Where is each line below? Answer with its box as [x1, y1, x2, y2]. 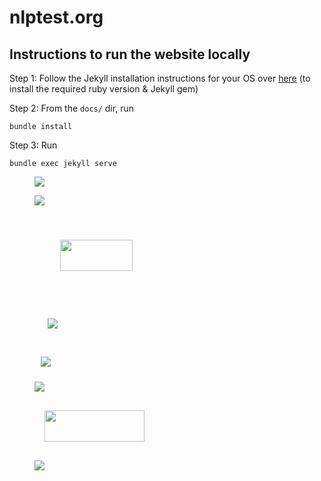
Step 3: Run [9, 139, 58, 151]
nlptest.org [9, 6, 104, 29]
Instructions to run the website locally [9, 46, 251, 63]
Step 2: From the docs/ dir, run [9, 102, 134, 114]
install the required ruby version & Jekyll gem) [9, 83, 199, 95]
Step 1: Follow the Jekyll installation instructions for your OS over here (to [9, 72, 311, 84]
